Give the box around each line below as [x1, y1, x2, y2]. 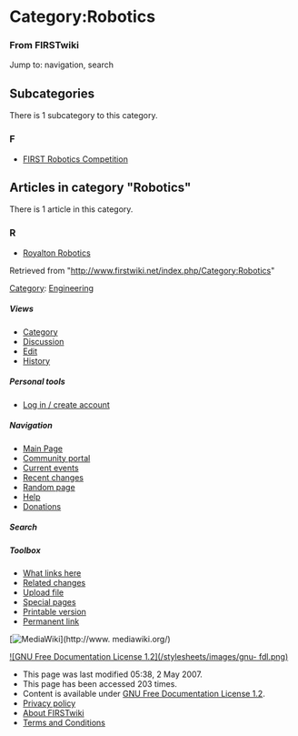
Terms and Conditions [22, 717, 106, 728]
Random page [22, 481, 75, 492]
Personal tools [9, 376, 65, 388]
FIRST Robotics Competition [22, 153, 129, 165]
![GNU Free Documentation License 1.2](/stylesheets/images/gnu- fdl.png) [9, 650, 289, 661]
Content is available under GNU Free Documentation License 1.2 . [22, 688, 265, 699]
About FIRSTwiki [22, 707, 84, 718]
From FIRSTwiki [9, 39, 80, 52]
